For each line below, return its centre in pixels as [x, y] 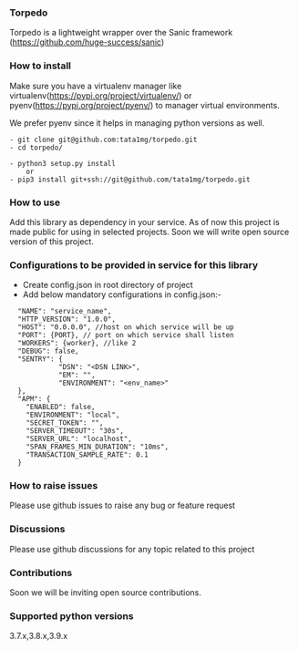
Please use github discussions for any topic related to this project [132, 549]
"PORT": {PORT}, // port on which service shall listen [126, 335]
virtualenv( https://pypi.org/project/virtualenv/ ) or [101, 95]
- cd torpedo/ [36, 148]
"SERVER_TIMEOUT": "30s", [75, 431]
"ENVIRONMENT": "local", [73, 415]
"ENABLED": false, [61, 408]
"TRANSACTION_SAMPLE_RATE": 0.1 [87, 455]
